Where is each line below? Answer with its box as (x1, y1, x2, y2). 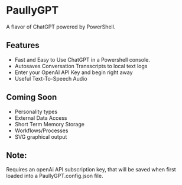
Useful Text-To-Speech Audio (14, 75, 87, 82)
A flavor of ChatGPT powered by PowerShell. (6, 23, 116, 30)
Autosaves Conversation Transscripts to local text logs (14, 62, 148, 69)
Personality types (14, 108, 58, 115)
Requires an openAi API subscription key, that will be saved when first (6, 166, 176, 173)
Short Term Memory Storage (14, 120, 84, 127)
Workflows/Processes (14, 127, 69, 134)
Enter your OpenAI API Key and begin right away (14, 69, 133, 76)
